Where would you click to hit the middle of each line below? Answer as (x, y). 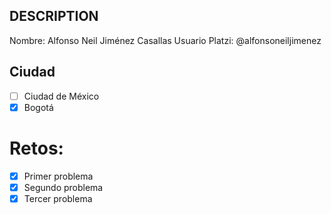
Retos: (36, 148)
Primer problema (58, 176)
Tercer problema (58, 198)
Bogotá (38, 107)
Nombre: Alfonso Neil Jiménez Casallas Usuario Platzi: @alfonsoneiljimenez (165, 40)
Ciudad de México (61, 96)
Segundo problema (63, 187)
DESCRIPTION (54, 16)
